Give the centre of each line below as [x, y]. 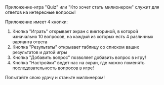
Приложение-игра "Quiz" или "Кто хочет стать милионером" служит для [82, 7]
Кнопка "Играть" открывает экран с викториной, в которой [75, 31]
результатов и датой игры [40, 52]
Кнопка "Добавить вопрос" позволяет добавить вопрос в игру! [79, 57]
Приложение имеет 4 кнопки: [37, 22]
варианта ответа [30, 42]
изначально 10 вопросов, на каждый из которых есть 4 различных [83, 37]
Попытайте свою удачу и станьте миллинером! [55, 77]
